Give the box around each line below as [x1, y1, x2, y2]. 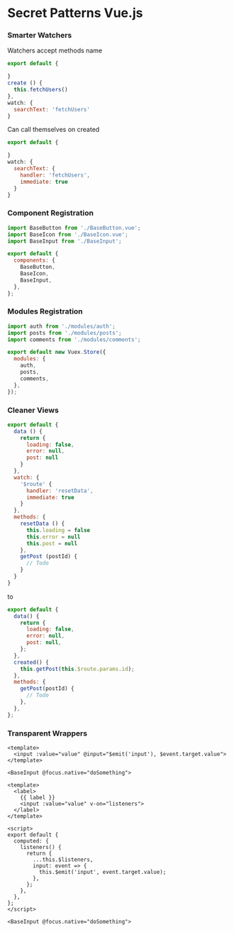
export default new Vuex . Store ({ [7, 349, 106, 356]
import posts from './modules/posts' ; [7, 329, 122, 336]
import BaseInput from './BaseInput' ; [7, 238, 122, 245]
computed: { [13, 837, 50, 845]
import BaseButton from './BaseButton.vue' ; [7, 224, 141, 231]
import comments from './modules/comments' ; [7, 335, 141, 343]
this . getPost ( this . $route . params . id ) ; [20, 665, 135, 672]
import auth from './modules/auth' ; [7, 323, 116, 330]
